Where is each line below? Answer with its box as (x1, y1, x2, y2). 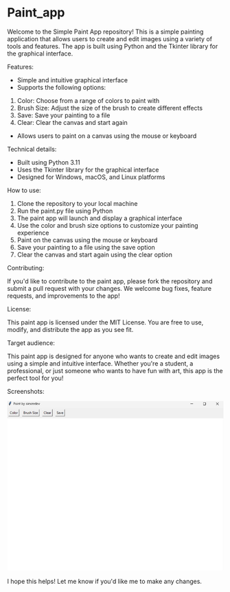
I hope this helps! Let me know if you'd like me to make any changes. (7, 578, 203, 586)
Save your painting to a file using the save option (16, 243, 156, 251)
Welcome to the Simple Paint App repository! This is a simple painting (7, 27, 204, 36)
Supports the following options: (16, 83, 106, 91)
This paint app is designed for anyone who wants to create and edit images (7, 352, 220, 360)
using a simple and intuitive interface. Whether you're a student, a (7, 359, 194, 368)
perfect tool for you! (7, 374, 64, 382)
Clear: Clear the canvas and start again (16, 118, 128, 126)
